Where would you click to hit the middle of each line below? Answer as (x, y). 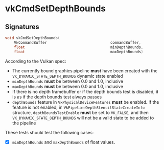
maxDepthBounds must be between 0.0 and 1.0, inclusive (68, 86)
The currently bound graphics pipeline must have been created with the (85, 71)
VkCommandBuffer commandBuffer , (77, 42)
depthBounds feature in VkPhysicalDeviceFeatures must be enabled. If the (85, 102)
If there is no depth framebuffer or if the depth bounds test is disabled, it (85, 91)
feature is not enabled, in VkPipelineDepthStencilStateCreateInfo (79, 107)
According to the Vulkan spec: (35, 61)
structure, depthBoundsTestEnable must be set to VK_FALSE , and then (80, 112)
